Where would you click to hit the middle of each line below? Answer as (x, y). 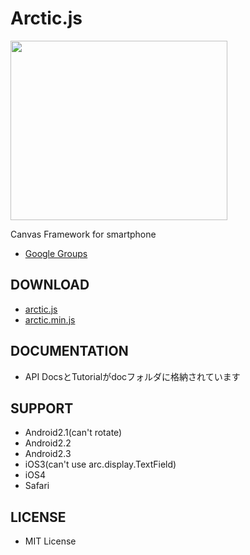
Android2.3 (48, 454)
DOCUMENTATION (69, 351)
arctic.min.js (50, 319)
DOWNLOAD (50, 285)
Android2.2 (48, 443)
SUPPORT (42, 408)
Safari (37, 486)
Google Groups (56, 253)
